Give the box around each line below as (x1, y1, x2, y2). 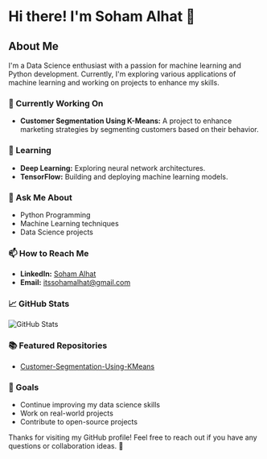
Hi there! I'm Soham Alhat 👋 (8, 7, 195, 26)
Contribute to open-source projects (19, 417, 138, 427)
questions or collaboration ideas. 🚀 (8, 441, 124, 451)
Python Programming (19, 209, 91, 220)
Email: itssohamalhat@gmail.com (19, 278, 131, 287)
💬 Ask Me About (8, 192, 72, 203)
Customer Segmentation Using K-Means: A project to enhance (19, 116, 232, 126)
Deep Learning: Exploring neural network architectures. (19, 163, 206, 172)
